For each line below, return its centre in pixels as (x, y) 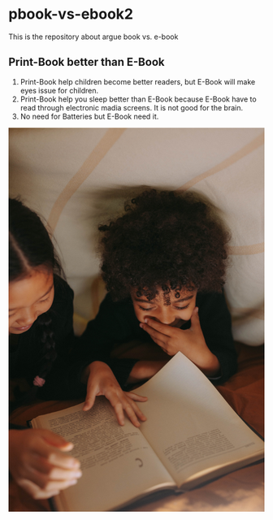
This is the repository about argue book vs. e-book (93, 37)
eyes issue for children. (59, 90)
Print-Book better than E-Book (87, 62)
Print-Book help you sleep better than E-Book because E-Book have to (139, 99)
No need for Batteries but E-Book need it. (89, 116)
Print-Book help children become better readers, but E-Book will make (138, 81)
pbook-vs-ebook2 (71, 14)
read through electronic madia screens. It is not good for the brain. (132, 107)
